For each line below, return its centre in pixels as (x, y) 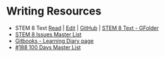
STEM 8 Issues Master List (48, 34)
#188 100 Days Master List (48, 47)
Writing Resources (54, 11)
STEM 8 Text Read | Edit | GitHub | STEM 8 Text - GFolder (87, 28)
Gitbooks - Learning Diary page (54, 41)
